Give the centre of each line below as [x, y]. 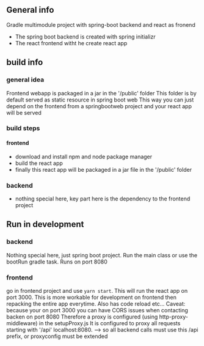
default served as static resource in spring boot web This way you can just [100, 100]
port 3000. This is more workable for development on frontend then [92, 297]
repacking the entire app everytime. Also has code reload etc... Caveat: [96, 304]
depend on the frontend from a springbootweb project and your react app [99, 106]
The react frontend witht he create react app [71, 43]
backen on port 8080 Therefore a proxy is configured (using [82, 317]
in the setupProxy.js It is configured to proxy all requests [110, 323]
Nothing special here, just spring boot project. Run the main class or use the [102, 255]
